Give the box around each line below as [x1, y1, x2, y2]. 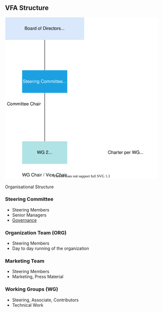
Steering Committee [5, 196, 54, 203]
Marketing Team [5, 258, 45, 264]
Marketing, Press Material [12, 274, 64, 279]
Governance [12, 217, 37, 223]
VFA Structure [5, 4, 49, 12]
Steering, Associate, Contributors [12, 297, 79, 303]
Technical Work [12, 302, 44, 308]
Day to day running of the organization [12, 246, 89, 251]
